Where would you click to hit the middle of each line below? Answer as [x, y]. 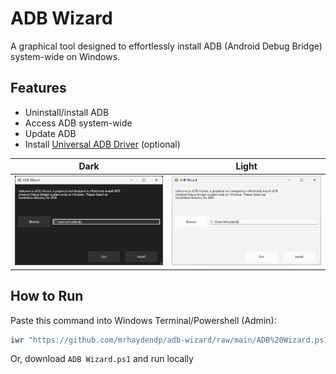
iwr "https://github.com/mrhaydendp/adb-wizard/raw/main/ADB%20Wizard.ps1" [171, 340]
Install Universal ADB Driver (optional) [102, 144]
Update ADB [50, 133]
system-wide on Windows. [65, 56]
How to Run [47, 296]
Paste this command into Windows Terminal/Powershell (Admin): [143, 320]
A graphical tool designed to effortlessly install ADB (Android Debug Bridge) [166, 46]
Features [38, 88]
